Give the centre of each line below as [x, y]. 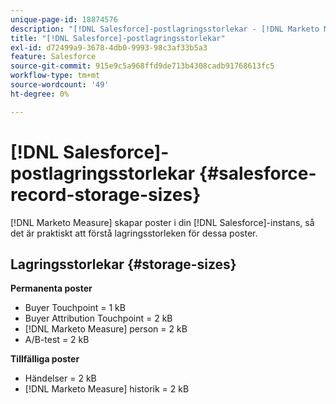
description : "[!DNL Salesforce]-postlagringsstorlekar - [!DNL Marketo [165, 29]
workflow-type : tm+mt [55, 76]
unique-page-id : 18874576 [64, 19]
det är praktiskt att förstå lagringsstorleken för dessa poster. [134, 233]
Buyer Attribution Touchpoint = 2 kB [98, 318]
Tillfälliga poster [45, 359]
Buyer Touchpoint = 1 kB [75, 308]
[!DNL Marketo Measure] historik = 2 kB [107, 389]
